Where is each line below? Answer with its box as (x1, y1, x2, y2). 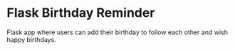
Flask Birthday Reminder (6, 5, 155, 21)
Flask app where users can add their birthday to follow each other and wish (6, 28, 229, 36)
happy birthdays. (6, 35, 56, 43)
